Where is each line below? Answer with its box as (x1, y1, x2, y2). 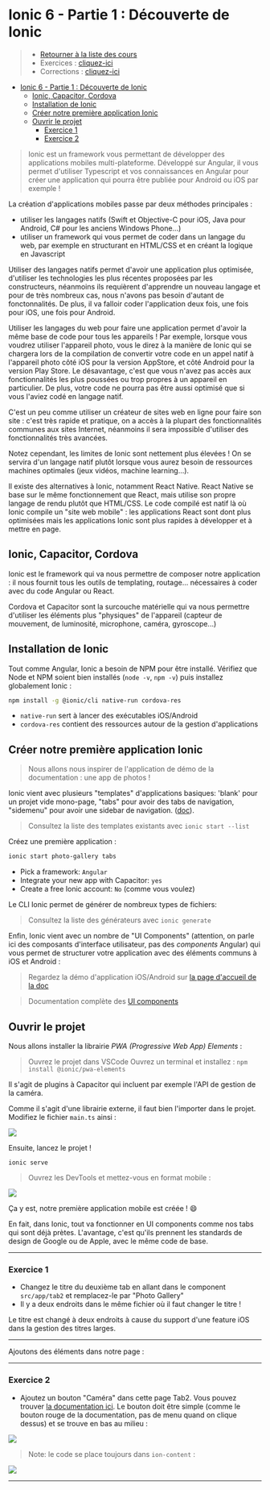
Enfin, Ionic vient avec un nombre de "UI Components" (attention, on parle (8, 931, 255, 941)
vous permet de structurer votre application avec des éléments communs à (8, 948, 257, 958)
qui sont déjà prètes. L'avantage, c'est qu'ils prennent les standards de (8, 1227, 243, 1237)
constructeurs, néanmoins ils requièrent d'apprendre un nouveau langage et (8, 281, 261, 291)
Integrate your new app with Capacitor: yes (19, 876, 162, 885)
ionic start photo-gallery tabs (8, 852, 117, 860)
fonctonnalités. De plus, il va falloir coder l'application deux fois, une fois (8, 298, 249, 308)
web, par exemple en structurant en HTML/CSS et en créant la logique (19, 240, 253, 250)
